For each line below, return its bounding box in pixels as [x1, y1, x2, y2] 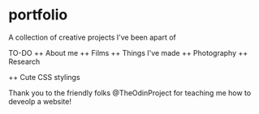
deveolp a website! [8, 96, 71, 106]
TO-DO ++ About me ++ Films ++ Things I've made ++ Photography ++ [8, 48, 248, 57]
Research [8, 57, 41, 66]
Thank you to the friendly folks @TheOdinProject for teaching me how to [8, 87, 252, 98]
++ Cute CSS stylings [8, 72, 80, 82]
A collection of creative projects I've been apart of [8, 32, 176, 42]
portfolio [8, 6, 68, 24]
